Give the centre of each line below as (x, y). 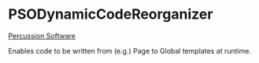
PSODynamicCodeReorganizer (111, 14)
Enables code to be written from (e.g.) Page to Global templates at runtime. (130, 51)
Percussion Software (42, 36)
